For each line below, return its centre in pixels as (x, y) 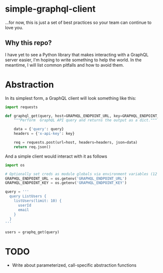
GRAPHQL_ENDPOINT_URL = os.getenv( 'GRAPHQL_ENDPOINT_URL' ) (66, 179)
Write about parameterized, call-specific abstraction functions (74, 265)
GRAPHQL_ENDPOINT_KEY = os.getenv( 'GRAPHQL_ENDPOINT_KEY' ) (66, 183)
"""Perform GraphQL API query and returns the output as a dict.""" (86, 120)
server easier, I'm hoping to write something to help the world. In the (73, 60)
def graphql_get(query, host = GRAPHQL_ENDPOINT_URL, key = (64, 116)
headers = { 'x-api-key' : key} (44, 134)
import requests (21, 107)
